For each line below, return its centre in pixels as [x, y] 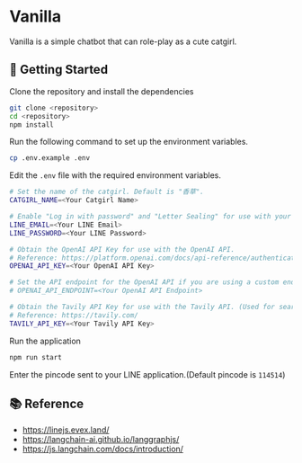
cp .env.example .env [50, 158]
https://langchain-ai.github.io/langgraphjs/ [101, 440]
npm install [31, 125]
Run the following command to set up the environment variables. [129, 142]
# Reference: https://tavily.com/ [74, 315]
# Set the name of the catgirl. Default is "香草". [107, 192]
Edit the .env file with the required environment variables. [115, 175]
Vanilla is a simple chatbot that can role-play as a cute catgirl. [123, 41]
